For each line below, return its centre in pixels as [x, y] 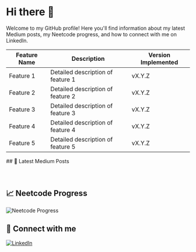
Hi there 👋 [30, 12]
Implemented [160, 62]
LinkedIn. [17, 40]
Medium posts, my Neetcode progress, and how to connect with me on [91, 34]
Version [160, 55]
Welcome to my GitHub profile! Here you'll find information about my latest [96, 28]
